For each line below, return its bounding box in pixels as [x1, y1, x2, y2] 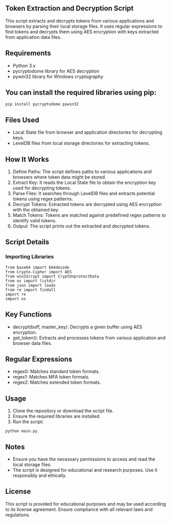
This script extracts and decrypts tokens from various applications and [5, 17, 154, 24]
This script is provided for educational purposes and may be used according [5, 500, 166, 507]
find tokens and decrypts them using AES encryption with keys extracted [5, 28, 159, 35]
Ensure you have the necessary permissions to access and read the [12, 456, 156, 462]
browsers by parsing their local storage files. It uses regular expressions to [5, 23, 162, 29]
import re [5, 291, 27, 297]
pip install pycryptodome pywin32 [5, 102, 79, 107]
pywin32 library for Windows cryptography [12, 73, 104, 79]
